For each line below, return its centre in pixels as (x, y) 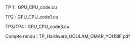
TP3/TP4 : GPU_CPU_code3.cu (37, 26)
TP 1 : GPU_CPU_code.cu (31, 7)
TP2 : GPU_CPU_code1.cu (32, 17)
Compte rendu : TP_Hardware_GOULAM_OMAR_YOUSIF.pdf (68, 36)
